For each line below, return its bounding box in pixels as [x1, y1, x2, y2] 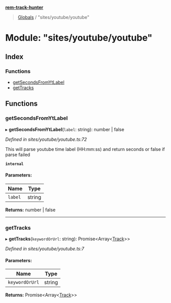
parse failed [5, 151, 31, 158]
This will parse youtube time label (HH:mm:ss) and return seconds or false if [5, 146, 165, 152]
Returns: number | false [5, 207, 56, 213]
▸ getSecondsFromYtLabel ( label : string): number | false [5, 126, 125, 132]
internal [5, 161, 24, 166]
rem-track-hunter [5, 5, 44, 10]
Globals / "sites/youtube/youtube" [17, 14, 90, 20]
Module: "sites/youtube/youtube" [5, 32, 153, 44]
